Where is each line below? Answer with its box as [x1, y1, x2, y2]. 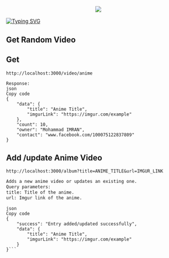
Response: [6, 80, 30, 86]
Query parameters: [6, 184, 51, 190]
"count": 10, [16, 121, 49, 127]
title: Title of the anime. [6, 189, 75, 196]
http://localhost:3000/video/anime [6, 70, 93, 76]
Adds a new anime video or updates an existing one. [6, 179, 137, 185]
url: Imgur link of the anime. [6, 195, 82, 201]
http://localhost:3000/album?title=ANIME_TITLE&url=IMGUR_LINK [6, 168, 164, 174]
